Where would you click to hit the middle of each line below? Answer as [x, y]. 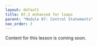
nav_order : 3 [19, 24]
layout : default [22, 10]
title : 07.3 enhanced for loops [39, 14]
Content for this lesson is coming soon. [46, 38]
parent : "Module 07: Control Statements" [49, 19]
